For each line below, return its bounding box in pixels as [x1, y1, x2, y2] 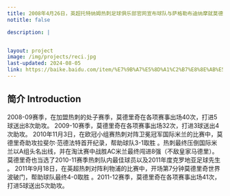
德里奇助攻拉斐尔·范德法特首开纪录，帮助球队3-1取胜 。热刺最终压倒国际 [7, 138, 212, 147]
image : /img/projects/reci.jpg [7, 53, 97, 60]
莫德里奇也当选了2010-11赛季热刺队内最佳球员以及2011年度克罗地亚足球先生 [7, 156, 221, 164]
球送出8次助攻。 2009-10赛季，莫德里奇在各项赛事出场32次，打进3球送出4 [7, 121, 220, 130]
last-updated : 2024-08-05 [7, 60, 81, 67]
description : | [7, 29, 51, 36]
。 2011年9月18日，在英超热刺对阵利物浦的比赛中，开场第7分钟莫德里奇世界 [7, 164, 220, 172]
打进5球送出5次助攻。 [7, 181, 68, 189]
